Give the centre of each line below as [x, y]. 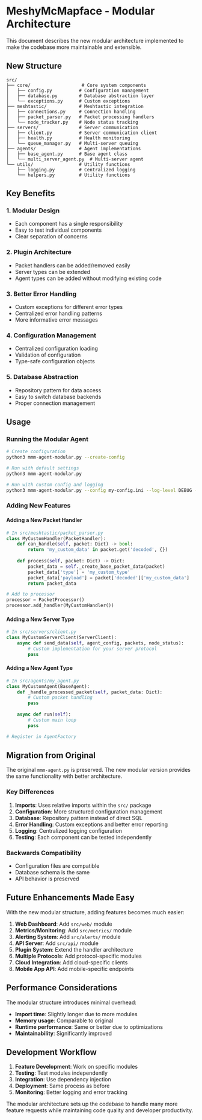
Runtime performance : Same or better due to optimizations [89, 1026]
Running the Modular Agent [47, 439]
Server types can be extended [53, 272]
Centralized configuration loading [56, 349]
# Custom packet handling [60, 698]
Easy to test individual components [58, 230]
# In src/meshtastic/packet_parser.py [55, 533]
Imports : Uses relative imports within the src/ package [83, 805]
